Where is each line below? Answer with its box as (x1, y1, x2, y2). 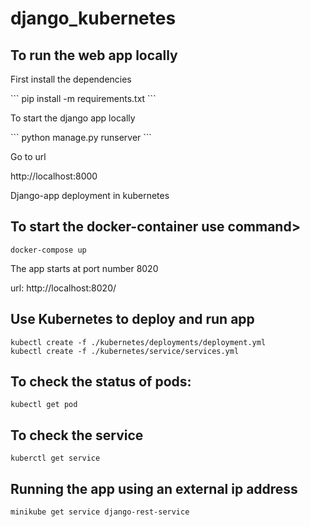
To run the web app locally (10, 47, 178, 64)
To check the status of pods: (10, 373, 192, 391)
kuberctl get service (10, 453, 101, 464)
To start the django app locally (10, 112, 136, 124)
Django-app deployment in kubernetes (10, 190, 170, 201)
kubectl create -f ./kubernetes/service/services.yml (10, 346, 240, 356)
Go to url (10, 151, 47, 162)
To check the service (10, 427, 144, 444)
